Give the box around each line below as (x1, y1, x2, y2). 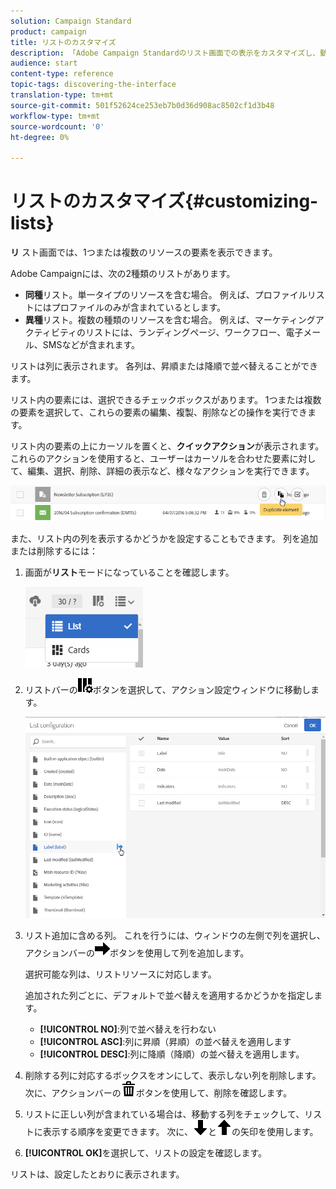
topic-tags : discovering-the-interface (10, 80, 177, 90)
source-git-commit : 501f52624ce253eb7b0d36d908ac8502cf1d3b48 (10, 100, 275, 110)
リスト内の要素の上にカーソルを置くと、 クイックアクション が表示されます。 (10, 440, 325, 452)
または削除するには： (10, 545, 98, 557)
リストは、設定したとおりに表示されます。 (10, 1168, 185, 1180)
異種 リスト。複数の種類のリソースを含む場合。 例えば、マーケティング (24, 314, 316, 326)
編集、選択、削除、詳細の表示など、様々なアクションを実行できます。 (27, 465, 315, 477)
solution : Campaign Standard (10, 16, 132, 26)
